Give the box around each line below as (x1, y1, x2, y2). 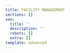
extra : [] (10, 36, 31, 41)
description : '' (10, 26, 44, 31)
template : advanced (5, 40, 47, 45)
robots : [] (10, 31, 33, 36)
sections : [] (5, 12, 33, 17)
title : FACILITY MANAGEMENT (5, 7, 65, 13)
